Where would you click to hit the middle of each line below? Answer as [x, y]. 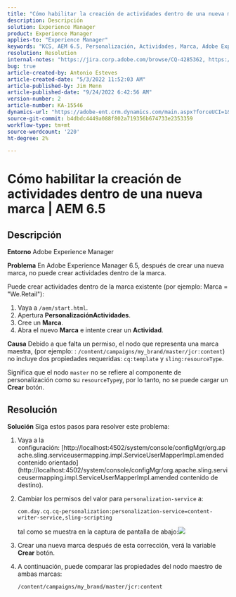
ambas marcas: [40, 574]
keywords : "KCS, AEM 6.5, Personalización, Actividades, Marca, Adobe [113, 46]
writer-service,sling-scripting [65, 518]
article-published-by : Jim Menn [54, 86]
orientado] [63, 463]
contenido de [199, 478]
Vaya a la [31, 440]
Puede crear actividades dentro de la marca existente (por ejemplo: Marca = [118, 287]
